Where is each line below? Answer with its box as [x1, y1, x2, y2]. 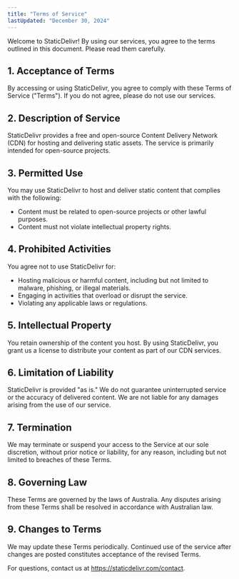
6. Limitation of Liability [7, 366, 114, 378]
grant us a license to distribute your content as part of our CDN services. [7, 346, 221, 354]
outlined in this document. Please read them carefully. [7, 44, 166, 53]
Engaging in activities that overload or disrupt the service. [17, 291, 188, 300]
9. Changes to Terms [7, 523, 102, 535]
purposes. [17, 215, 49, 223]
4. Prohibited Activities [7, 243, 112, 256]
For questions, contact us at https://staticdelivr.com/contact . [7, 563, 185, 572]
